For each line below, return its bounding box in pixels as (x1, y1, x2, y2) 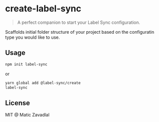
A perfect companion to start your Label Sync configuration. (17, 19, 140, 25)
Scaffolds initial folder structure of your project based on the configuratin (5, 29, 155, 35)
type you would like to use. (5, 34, 60, 40)
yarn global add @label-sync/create (5, 80, 81, 85)
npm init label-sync (5, 61, 48, 67)
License (5, 99, 30, 107)
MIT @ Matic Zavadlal (5, 112, 50, 118)
